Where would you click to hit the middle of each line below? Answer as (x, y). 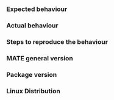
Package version (32, 74)
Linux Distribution (34, 91)
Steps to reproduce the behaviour (57, 41)
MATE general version (40, 58)
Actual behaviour (33, 25)
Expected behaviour (37, 9)
